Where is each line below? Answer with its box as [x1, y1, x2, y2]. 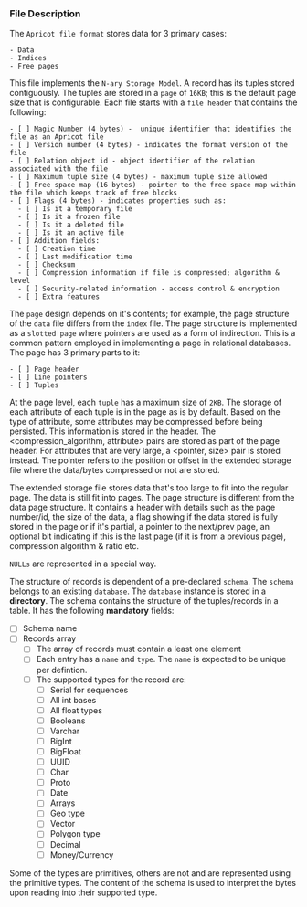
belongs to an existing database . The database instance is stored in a [9, 585, 267, 596]
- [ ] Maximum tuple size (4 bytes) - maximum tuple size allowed [9, 173, 268, 182]
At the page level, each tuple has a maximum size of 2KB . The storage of [9, 396, 282, 408]
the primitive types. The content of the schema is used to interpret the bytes [9, 877, 297, 888]
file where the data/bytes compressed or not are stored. [9, 465, 221, 476]
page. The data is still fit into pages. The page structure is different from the [9, 492, 295, 503]
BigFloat [49, 745, 82, 756]
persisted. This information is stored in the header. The [9, 426, 217, 437]
